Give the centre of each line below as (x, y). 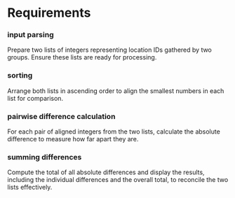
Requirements (49, 13)
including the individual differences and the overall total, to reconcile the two (118, 180)
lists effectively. (30, 188)
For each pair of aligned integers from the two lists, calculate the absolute (114, 132)
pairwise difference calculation (61, 116)
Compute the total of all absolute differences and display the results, (106, 172)
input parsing (31, 35)
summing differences (45, 157)
